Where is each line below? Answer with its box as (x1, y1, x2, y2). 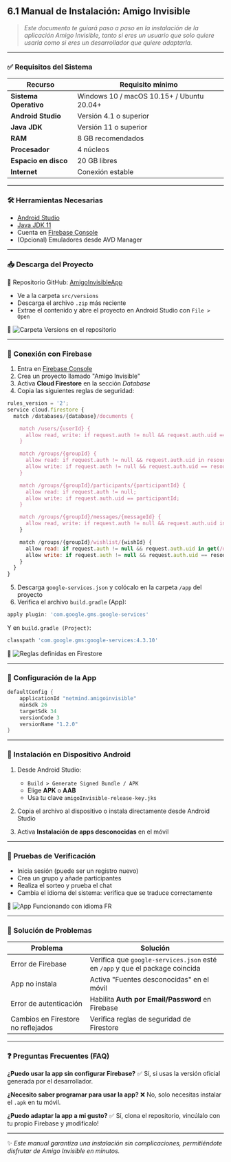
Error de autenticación (10, 999, 82, 1008)
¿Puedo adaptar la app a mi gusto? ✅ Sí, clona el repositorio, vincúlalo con (7, 1112, 221, 1120)
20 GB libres (77, 156, 118, 166)
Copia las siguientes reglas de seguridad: (16, 387, 135, 394)
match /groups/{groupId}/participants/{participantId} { (19, 482, 186, 489)
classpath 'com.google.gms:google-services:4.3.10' (7, 637, 158, 644)
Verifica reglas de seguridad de (89, 1015, 191, 1024)
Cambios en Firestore (10, 1015, 80, 1024)
